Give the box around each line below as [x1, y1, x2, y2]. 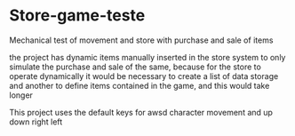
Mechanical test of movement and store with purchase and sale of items [9, 35, 274, 45]
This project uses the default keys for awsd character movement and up [9, 107, 274, 117]
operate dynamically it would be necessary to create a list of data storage [9, 70, 279, 81]
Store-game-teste [9, 5, 146, 26]
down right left [9, 116, 63, 127]
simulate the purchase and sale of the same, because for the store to [9, 61, 262, 72]
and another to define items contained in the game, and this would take [9, 80, 270, 91]
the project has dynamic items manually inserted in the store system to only [9, 52, 286, 62]
